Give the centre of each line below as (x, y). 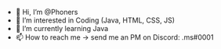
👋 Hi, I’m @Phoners (47, 12)
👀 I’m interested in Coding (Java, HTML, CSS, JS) (95, 20)
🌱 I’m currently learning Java (62, 28)
